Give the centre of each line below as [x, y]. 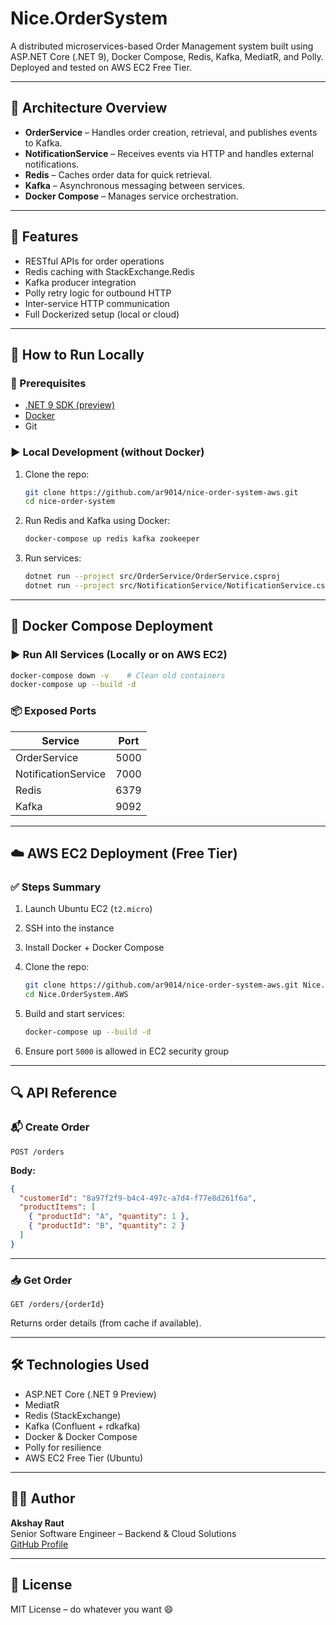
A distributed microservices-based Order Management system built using [162, 46]
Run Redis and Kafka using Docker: [97, 521]
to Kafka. [43, 143]
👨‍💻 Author [43, 1498]
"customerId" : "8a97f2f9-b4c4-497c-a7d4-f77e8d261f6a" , [138, 1198]
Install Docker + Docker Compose [94, 948]
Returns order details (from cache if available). [106, 1323]
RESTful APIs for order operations [94, 261]
